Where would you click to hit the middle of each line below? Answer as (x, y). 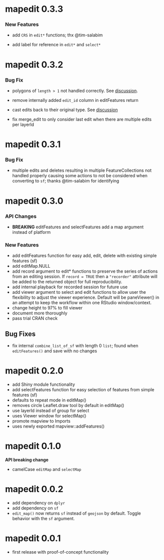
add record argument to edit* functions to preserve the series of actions (85, 271)
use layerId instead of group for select (51, 410)
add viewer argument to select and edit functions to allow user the (79, 292)
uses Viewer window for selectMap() (49, 416)
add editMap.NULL (31, 266)
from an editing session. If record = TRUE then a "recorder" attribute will (85, 277)
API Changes (21, 216)
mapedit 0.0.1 (33, 539)
